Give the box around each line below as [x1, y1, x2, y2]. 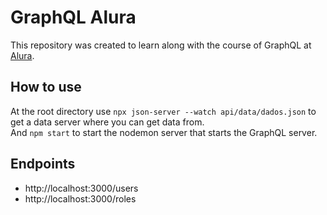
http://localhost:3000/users [24, 182, 139, 194]
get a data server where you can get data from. [10, 116, 205, 128]
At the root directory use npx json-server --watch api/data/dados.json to [10, 105, 317, 117]
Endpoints [10, 156, 76, 173]
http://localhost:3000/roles [24, 192, 137, 205]
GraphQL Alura [10, 6, 137, 29]
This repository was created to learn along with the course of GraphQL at [10, 39, 312, 51]
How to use [10, 79, 82, 96]
